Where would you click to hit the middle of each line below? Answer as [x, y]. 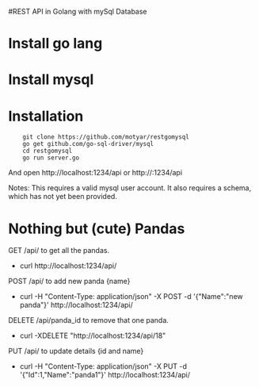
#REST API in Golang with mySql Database [78, 11]
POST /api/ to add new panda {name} [69, 282]
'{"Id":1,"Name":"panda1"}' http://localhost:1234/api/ [105, 375]
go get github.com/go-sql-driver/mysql [88, 144]
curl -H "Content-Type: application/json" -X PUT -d [103, 366]
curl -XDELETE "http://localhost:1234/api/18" [93, 335]
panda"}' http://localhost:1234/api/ [76, 305]
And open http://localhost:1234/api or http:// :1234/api [95, 173]
